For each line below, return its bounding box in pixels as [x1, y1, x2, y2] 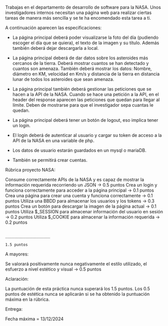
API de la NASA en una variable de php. [12, 138, 94, 143]
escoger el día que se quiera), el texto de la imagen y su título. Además [12, 40, 159, 46]
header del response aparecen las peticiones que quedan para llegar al [12, 97, 160, 103]
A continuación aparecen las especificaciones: [5, 25, 102, 31]
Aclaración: [5, 276, 29, 282]
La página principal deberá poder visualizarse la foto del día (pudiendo [12, 35, 159, 40]
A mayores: [5, 251, 29, 257]
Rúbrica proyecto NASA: [5, 167, 56, 173]
